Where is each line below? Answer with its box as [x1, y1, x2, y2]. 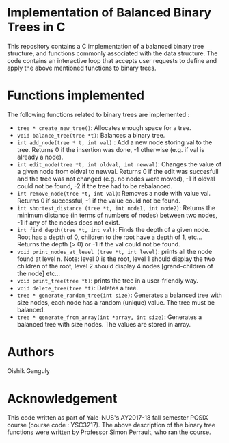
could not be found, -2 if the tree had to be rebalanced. [16, 181, 173, 190]
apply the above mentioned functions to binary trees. [7, 64, 157, 72]
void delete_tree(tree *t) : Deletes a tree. [16, 283, 139, 292]
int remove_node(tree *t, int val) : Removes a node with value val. [16, 189, 211, 197]
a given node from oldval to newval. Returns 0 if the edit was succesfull [16, 167, 219, 175]
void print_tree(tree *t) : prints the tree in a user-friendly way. [16, 276, 198, 285]
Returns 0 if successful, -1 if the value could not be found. [16, 197, 181, 205]
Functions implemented [7, 88, 145, 103]
